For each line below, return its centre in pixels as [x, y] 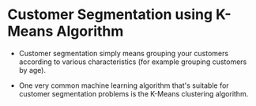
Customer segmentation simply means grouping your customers [124, 53]
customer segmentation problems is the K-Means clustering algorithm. [134, 93]
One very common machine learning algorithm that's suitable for [124, 85]
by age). [32, 70]
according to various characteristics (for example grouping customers [133, 62]
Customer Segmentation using [110, 15]
